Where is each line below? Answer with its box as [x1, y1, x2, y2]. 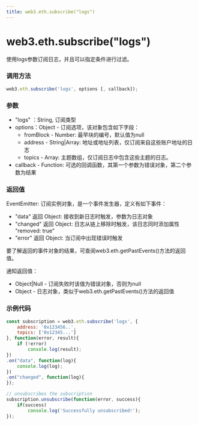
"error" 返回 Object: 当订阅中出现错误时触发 [14, 234, 123, 241]
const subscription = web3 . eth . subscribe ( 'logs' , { [6, 318, 138, 324]
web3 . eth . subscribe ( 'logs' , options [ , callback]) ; [6, 85, 138, 92]
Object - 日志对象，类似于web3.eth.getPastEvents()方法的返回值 [14, 288, 175, 295]
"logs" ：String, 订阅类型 [14, 116, 76, 123]
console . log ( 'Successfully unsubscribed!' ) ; [28, 408, 141, 414]
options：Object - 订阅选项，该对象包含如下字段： [14, 124, 140, 131]
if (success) [17, 402, 47, 408]
